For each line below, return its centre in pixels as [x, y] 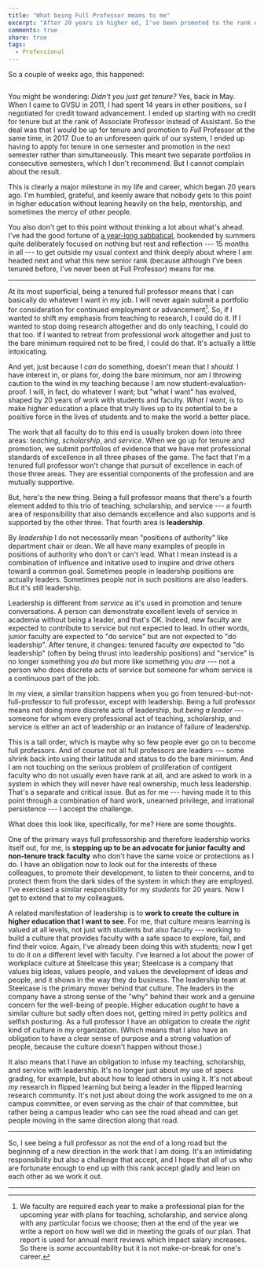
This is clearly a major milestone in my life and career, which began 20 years [132, 187]
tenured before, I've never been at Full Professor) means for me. [112, 269]
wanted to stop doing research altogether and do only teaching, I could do [128, 326]
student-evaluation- [214, 383]
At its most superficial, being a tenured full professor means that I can [121, 291]
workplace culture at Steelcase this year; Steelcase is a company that [121, 963]
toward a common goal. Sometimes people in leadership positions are [121, 571]
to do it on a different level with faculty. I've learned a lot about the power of [131, 954]
